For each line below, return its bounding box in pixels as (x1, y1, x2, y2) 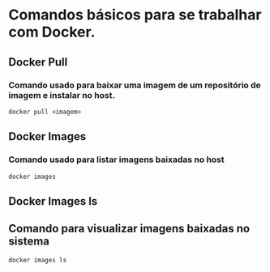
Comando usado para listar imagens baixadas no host (8, 154, 225, 165)
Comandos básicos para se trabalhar (8, 6, 262, 24)
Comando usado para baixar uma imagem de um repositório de (8, 79, 261, 91)
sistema (8, 235, 50, 249)
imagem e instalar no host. (8, 89, 116, 100)
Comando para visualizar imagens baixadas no (8, 222, 250, 236)
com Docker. (8, 23, 96, 41)
